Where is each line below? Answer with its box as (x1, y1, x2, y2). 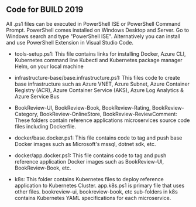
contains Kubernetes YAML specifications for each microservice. (14, 194, 171, 201)
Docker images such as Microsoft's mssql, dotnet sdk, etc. (14, 140, 156, 147)
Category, (14, 110, 39, 117)
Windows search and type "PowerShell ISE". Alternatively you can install (6, 32, 180, 40)
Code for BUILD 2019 (6, 5, 84, 15)
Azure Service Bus (14, 93, 60, 100)
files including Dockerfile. (14, 123, 77, 130)
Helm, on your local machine (14, 63, 84, 70)
